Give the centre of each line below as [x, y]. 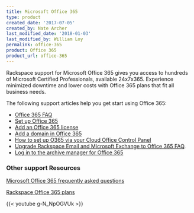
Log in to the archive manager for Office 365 [69, 152]
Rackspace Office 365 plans [41, 192]
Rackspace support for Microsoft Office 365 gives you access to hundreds [97, 72]
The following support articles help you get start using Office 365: [86, 103]
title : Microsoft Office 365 [42, 12]
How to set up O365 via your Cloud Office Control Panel [83, 139]
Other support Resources [43, 168]
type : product [24, 17]
